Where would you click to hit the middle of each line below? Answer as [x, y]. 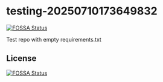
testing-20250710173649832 [82, 11]
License [21, 58]
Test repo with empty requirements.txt [54, 39]
